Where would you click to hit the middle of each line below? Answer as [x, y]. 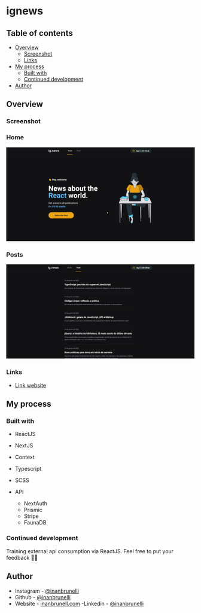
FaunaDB [35, 523]
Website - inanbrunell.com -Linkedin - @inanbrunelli [79, 603]
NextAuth [36, 504]
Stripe [31, 516]
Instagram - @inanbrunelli [47, 591]
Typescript [28, 469]
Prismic [33, 510]
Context [25, 457]
